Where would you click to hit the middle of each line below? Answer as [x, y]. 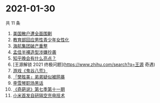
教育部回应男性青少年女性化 [41, 40]
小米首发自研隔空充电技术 [39, 95]
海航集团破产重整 [30, 46]
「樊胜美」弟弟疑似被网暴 [39, 77]
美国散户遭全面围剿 [32, 33]
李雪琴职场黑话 [28, 83]
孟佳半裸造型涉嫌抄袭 [34, 52]
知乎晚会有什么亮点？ [34, 58]
